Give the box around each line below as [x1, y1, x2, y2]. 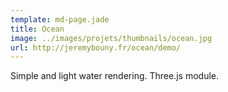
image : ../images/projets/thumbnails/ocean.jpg [10, 33, 213, 43]
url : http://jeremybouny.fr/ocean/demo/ [10, 42, 182, 53]
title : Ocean [10, 24, 65, 34]
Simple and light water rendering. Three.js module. [10, 70, 219, 82]
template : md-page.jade [10, 14, 110, 25]
